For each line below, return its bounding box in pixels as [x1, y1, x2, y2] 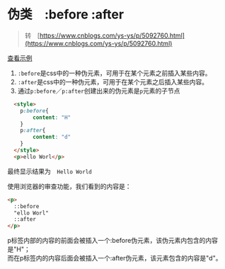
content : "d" [33, 134, 71, 141]
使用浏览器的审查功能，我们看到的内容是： [7, 182, 132, 190]
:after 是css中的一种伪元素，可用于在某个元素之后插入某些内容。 [17, 77, 209, 86]
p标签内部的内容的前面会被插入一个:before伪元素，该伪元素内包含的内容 [7, 236, 218, 245]
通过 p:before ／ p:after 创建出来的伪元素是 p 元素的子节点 [17, 86, 180, 95]
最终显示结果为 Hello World [7, 167, 92, 176]
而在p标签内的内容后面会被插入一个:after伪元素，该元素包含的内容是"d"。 [7, 254, 222, 263]
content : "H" [33, 114, 71, 121]
